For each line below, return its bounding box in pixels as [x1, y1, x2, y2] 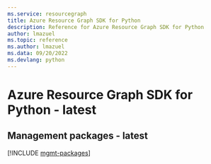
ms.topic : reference [7, 37, 69, 44]
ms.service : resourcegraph [7, 10, 87, 18]
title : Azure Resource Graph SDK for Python [7, 17, 141, 24]
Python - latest [7, 102, 97, 117]
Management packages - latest [7, 130, 149, 142]
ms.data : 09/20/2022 [7, 50, 69, 57]
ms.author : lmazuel [7, 43, 65, 50]
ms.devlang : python [7, 57, 65, 64]
